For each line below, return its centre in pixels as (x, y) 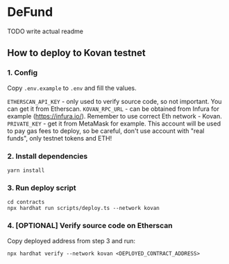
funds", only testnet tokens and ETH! (60, 138)
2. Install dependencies (48, 156)
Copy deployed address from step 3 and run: (71, 240)
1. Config (23, 73)
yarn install (26, 170)
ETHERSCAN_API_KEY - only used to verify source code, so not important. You (114, 101)
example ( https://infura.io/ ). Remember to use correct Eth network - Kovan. (114, 116)
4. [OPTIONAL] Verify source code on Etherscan (90, 226)
